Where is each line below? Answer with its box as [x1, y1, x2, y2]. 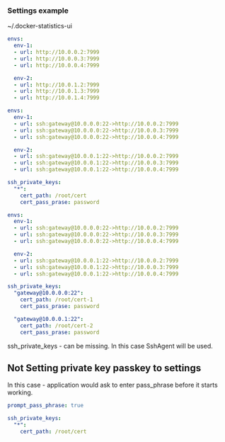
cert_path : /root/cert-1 [20, 296, 93, 303]
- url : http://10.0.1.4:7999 [13, 94, 100, 101]
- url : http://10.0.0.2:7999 [13, 49, 100, 56]
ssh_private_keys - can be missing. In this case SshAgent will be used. [7, 341, 214, 350]
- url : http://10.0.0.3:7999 [13, 55, 100, 62]
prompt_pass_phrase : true [7, 402, 83, 409]
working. [7, 388, 33, 397]
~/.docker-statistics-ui [7, 22, 73, 30]
